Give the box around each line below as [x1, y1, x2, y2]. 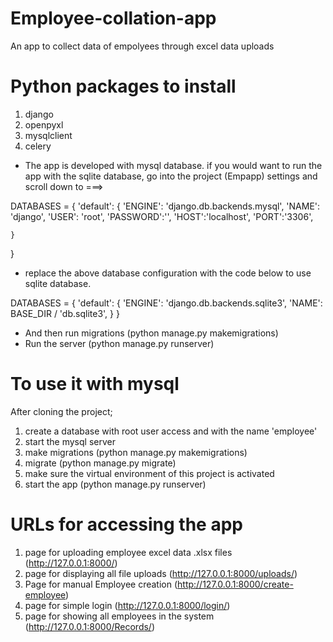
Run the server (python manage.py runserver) [24, 337, 215, 349]
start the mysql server [24, 435, 116, 447]
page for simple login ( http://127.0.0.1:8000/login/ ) [24, 599, 231, 611]
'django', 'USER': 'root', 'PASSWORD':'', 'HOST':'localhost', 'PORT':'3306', [10, 210, 314, 222]
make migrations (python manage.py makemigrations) [24, 446, 248, 458]
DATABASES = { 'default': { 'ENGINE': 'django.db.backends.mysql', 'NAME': [10, 200, 321, 212]
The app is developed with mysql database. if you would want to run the [24, 159, 323, 171]
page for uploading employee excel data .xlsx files [24, 546, 233, 558]
